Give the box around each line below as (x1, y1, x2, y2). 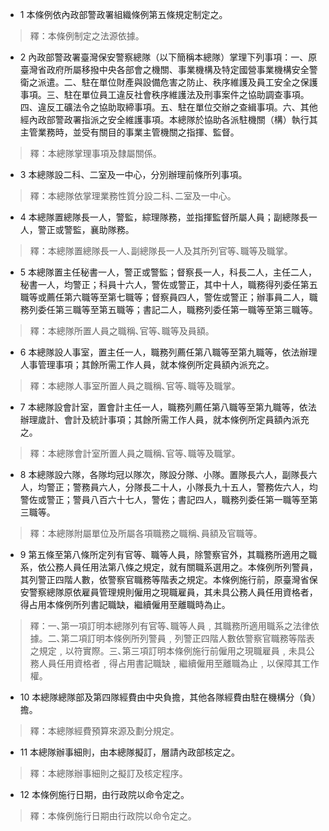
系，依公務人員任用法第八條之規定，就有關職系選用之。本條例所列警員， (19, 561, 318, 573)
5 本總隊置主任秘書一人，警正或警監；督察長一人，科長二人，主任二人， (19, 266, 318, 278)
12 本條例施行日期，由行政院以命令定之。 (19, 789, 190, 800)
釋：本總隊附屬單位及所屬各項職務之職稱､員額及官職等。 (29, 528, 263, 539)
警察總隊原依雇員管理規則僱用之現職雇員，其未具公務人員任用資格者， (28, 586, 318, 598)
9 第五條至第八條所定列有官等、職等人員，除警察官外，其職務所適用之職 (19, 549, 318, 560)
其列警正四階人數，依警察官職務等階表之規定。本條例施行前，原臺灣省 (19, 574, 310, 585)
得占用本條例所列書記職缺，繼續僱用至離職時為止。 (19, 599, 231, 610)
